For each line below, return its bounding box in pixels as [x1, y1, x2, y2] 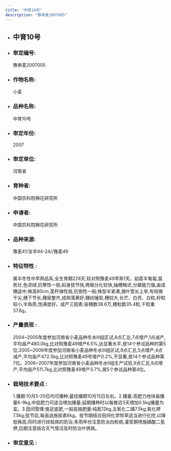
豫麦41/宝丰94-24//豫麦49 [12, 248, 69, 255]
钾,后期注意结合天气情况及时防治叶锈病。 [12, 425, 100, 431]
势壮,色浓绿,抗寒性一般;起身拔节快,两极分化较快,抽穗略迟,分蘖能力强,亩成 [12, 281, 166, 288]
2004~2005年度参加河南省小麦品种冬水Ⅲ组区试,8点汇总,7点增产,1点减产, [12, 334, 166, 340]
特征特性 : [12, 263, 37, 270]
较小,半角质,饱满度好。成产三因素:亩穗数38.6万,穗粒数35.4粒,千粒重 [12, 301, 155, 307]
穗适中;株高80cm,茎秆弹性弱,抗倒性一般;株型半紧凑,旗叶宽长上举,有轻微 [12, 288, 163, 294]
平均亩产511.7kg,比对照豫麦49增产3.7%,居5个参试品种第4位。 [18, 366, 148, 372]
